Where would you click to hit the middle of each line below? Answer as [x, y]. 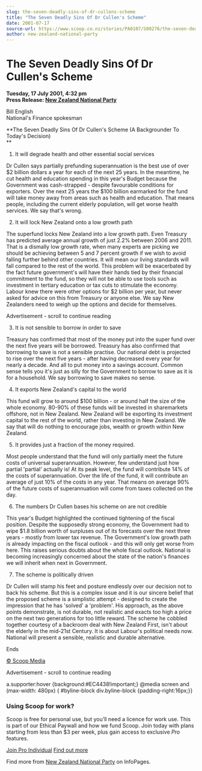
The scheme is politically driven [54, 575]
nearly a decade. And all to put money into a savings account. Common [95, 365]
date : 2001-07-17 [28, 23]
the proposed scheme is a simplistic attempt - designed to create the [92, 599]
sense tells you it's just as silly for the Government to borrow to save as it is [99, 372]
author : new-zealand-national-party [52, 34]
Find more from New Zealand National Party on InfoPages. [78, 762]
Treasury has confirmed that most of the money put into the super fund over [101, 339]
